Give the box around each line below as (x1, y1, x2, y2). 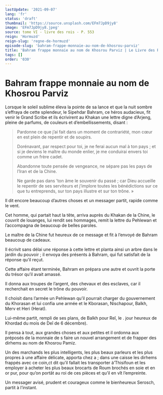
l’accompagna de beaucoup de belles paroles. (5, 223, 98, 228)
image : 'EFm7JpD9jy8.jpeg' (5, 25, 60, 30)
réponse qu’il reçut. (5, 257, 44, 263)
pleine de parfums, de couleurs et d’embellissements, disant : (5, 120, 128, 125)
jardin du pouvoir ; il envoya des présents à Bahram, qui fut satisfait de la (5, 252, 150, 258)
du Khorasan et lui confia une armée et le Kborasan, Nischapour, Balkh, (5, 301, 148, 307)
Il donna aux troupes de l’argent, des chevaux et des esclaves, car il (5, 281, 141, 287)
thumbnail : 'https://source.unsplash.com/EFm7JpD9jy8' (5, 20, 118, 26)
